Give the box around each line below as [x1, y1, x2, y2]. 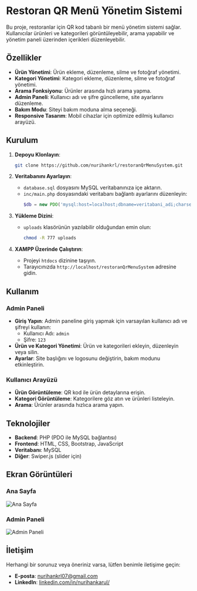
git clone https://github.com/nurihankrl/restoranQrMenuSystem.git [14, 162, 183, 168]
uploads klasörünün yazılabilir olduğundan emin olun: [23, 224, 151, 231]
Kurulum [6, 135, 39, 145]
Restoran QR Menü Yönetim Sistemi [6, 4, 183, 18]
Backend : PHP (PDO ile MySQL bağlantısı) [14, 434, 117, 441]
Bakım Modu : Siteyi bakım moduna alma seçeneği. [14, 106, 138, 113]
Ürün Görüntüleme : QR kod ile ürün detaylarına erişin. [14, 389, 145, 396]
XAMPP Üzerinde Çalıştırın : [14, 246, 83, 253]
